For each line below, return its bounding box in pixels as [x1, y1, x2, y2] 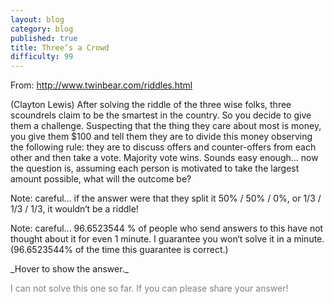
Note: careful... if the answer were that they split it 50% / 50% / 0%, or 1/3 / [10, 192, 322, 205]
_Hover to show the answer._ [10, 263, 129, 275]
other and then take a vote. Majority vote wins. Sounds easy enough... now [10, 152, 319, 164]
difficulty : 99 [10, 52, 74, 62]
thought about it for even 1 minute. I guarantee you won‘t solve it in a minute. [10, 233, 325, 245]
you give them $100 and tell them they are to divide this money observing [10, 131, 313, 143]
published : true [10, 33, 78, 43]
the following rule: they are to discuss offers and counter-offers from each [10, 141, 317, 153]
